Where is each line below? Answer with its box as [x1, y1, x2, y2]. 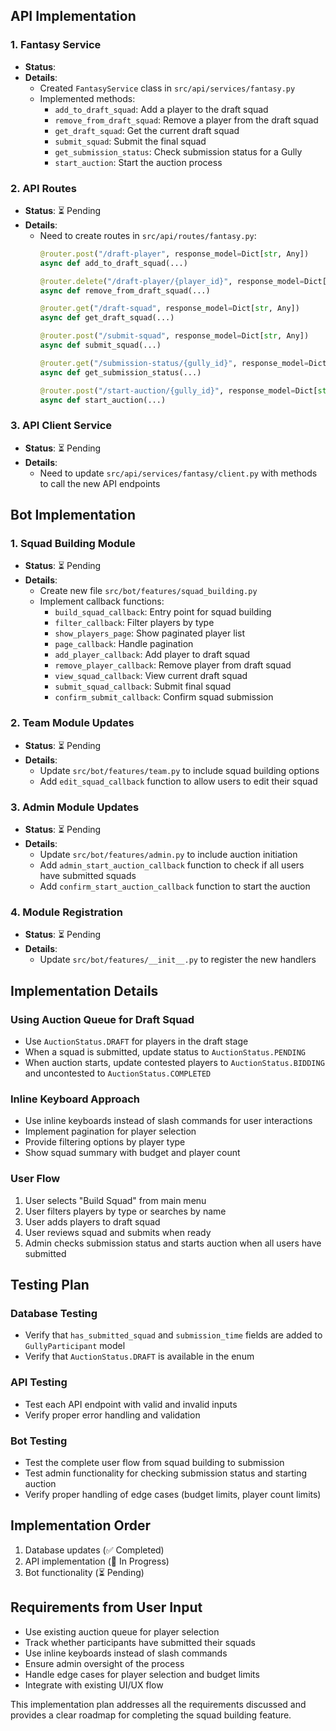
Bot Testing [10, 1434, 68, 1448]
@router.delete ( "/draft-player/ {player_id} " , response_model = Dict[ [39, 276, 327, 286]
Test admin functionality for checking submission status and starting [24, 1467, 308, 1479]
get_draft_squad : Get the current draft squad [54, 124, 240, 136]
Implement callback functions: [39, 595, 165, 608]
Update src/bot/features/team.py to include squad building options [39, 764, 320, 776]
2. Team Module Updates [10, 716, 135, 730]
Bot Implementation [10, 507, 137, 524]
